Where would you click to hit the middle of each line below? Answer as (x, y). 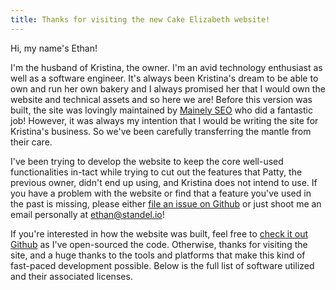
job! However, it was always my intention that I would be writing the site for (164, 120)
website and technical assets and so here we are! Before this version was (161, 99)
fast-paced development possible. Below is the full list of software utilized (162, 265)
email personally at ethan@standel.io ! (87, 214)
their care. (31, 142)
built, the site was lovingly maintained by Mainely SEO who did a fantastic (161, 110)
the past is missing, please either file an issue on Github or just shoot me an (166, 203)
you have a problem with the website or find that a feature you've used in (161, 193)
